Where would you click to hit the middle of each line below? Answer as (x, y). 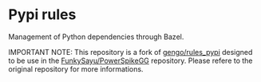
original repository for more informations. (76, 68)
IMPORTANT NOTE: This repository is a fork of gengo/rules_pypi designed (130, 52)
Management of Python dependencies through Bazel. (96, 37)
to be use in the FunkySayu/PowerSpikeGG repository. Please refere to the (130, 61)
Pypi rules (42, 15)
